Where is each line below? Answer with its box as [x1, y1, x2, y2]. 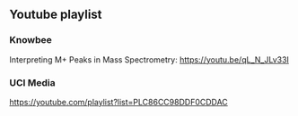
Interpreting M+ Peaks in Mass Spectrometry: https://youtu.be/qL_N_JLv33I [9, 54, 290, 65]
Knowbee [9, 34, 52, 46]
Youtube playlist [9, 7, 102, 22]
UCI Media [9, 76, 56, 88]
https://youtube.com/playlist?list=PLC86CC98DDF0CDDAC [9, 96, 229, 107]
